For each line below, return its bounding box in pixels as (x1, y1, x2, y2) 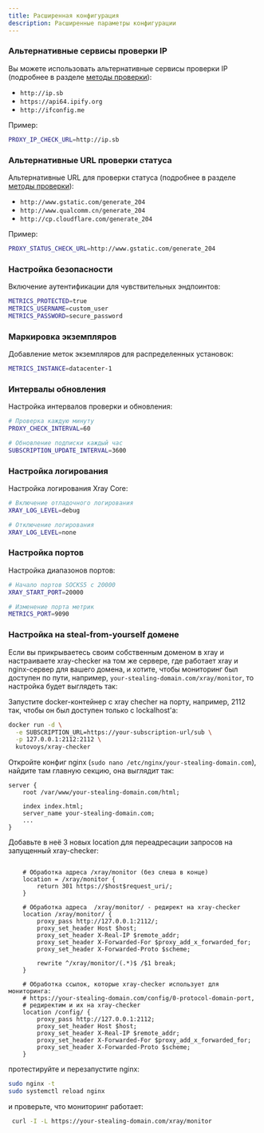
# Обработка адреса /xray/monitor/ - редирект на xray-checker (22, 904, 241, 912)
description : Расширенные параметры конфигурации (8, 19, 177, 27)
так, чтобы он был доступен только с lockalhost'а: (8, 705, 178, 715)
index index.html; (22, 803, 84, 811)
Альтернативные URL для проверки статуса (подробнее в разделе (8, 173, 237, 182)
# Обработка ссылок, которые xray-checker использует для (22, 980, 219, 988)
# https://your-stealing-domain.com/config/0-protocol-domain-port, (22, 995, 255, 1003)
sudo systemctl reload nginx (8, 1087, 105, 1095)
